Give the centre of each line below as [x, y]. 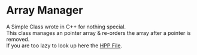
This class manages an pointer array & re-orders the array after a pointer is [99, 33]
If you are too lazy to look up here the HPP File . [64, 46]
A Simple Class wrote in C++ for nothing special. [66, 27]
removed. [18, 39]
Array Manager [45, 10]
